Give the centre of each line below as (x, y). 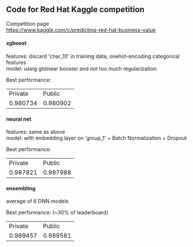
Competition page (28, 23)
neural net (19, 119)
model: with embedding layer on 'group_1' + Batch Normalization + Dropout (96, 138)
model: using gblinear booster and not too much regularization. (82, 69)
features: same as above (36, 132)
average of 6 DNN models (37, 201)
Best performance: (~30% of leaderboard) (57, 213)
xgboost (16, 43)
